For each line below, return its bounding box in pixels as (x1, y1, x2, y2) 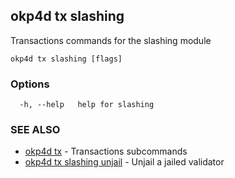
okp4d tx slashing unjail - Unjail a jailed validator (24, 156, 225, 168)
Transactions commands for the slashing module (10, 34, 212, 46)
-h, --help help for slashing (19, 100, 155, 110)
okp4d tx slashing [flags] (10, 54, 123, 64)
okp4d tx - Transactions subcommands (24, 145, 188, 158)
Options (10, 77, 50, 91)
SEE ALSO (10, 123, 61, 137)
